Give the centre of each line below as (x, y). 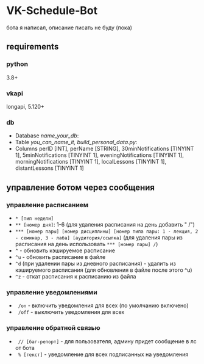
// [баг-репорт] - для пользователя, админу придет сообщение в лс (107, 341)
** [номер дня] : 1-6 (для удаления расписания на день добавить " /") (105, 224)
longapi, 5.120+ (25, 106)
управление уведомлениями (52, 292)
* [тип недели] (34, 218)
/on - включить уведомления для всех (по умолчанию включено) (103, 305)
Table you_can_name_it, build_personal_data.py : (76, 142)
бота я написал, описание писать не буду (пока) (69, 27)
